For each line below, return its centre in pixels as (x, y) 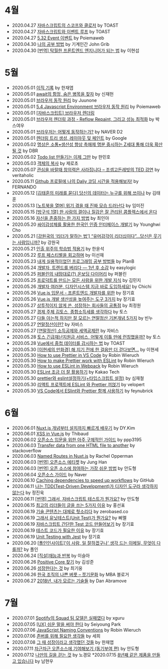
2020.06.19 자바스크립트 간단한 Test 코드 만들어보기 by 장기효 (73, 524)
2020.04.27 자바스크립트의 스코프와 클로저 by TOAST (65, 25)
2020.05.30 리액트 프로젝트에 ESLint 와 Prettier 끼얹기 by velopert (78, 384)
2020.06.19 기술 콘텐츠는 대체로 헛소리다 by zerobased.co (70, 511)
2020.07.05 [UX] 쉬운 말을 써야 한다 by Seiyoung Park (66, 624)
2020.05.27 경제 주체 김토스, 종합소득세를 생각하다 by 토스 (70, 312)
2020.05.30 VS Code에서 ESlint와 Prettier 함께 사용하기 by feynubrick (82, 391)
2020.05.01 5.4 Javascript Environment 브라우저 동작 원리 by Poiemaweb (86, 106)
